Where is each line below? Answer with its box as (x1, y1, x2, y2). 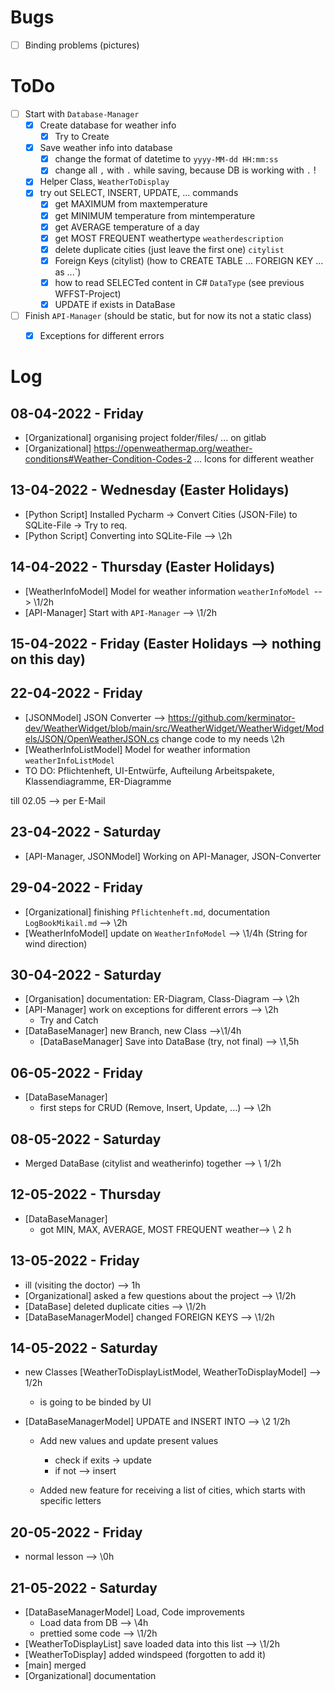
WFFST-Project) (54, 287, 122, 300)
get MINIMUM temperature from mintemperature (54, 209, 256, 221)
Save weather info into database (39, 142, 173, 154)
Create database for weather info (39, 119, 177, 131)
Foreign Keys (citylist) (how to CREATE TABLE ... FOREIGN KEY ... (54, 254, 324, 266)
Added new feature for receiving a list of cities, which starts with (39, 1484, 306, 1496)
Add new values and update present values (39, 1435, 219, 1447)
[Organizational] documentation (24, 1670, 157, 1682)
